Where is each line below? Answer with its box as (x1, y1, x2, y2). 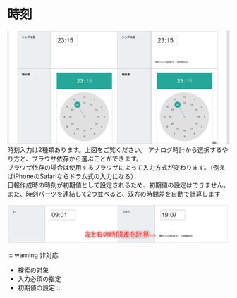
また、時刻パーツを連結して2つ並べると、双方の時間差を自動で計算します (7, 190, 221, 198)
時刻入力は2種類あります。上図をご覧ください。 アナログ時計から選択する (7, 145, 222, 154)
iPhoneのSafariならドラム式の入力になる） (13, 172, 138, 180)
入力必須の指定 (17, 275, 61, 283)
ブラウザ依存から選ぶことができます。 (31, 154, 143, 163)
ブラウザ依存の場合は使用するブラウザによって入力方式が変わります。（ (7, 163, 214, 171)
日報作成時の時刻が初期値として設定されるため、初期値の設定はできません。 (7, 180, 230, 189)
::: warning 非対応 (7, 251, 59, 259)
